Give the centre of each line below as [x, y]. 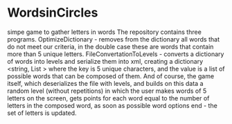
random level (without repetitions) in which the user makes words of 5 [107, 91]
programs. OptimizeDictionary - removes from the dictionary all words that [114, 39]
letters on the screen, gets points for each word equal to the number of [108, 98]
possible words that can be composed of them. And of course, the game [111, 76]
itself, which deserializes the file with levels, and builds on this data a [105, 83]
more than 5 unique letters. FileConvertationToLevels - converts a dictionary [116, 54]
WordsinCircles [53, 13]
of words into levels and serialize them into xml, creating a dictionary [105, 61]
